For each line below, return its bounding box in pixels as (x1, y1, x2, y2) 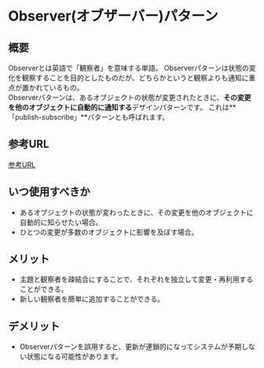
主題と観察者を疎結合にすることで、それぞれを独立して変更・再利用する (19, 274, 254, 284)
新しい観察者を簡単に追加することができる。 (19, 294, 165, 304)
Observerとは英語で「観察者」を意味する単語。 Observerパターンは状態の (8, 64, 249, 72)
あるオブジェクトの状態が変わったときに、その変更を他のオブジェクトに (19, 208, 254, 217)
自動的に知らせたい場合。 (19, 217, 103, 226)
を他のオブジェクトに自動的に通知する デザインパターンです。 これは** (8, 103, 236, 112)
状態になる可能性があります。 (26, 351, 123, 362)
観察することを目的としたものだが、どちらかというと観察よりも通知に (21, 73, 249, 83)
